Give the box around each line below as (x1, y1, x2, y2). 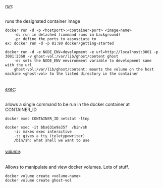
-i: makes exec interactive (14, 129, 72, 134)
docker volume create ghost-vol (5, 178, 72, 183)
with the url (5, 63, 32, 68)
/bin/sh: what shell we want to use (14, 138, 90, 143)
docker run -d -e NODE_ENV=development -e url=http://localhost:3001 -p (5, 50, 159, 55)
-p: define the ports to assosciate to (14, 37, 97, 42)
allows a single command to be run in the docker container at (5, 101, 130, 108)
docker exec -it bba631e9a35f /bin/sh (5, 125, 88, 130)
